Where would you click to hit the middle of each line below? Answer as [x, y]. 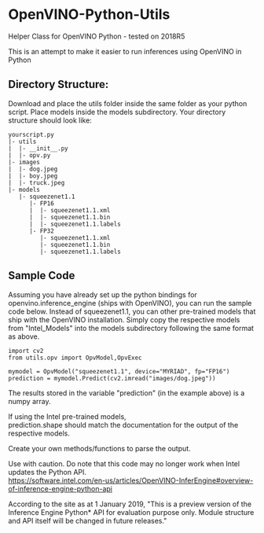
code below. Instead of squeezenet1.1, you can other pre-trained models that [132, 311]
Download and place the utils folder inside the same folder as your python [128, 103]
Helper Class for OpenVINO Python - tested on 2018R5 [97, 36]
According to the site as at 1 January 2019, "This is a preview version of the [130, 504]
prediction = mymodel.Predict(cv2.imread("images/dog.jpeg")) [112, 378]
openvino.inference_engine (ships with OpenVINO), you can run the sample [130, 303]
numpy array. [29, 401]
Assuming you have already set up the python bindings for [103, 294]
